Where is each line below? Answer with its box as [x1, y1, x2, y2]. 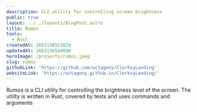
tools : [6, 31, 23, 37]
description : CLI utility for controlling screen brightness [6, 8, 163, 15]
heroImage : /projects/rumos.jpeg [6, 53, 90, 59]
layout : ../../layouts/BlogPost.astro [6, 20, 103, 26]
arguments [6, 99, 33, 107]
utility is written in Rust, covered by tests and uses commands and [6, 93, 170, 100]
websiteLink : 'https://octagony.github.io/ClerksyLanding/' [6, 70, 160, 76]
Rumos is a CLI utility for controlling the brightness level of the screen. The [6, 86, 191, 93]
